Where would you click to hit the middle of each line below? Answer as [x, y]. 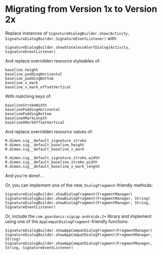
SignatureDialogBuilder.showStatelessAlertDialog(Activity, [68, 47]
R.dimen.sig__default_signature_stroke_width [52, 158]
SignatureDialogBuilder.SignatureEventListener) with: [61, 38]
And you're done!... [25, 175]
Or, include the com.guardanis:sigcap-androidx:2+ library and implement [78, 216]
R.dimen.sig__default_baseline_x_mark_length [52, 166]
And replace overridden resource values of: [49, 131]
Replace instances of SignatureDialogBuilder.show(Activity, [67, 33]
